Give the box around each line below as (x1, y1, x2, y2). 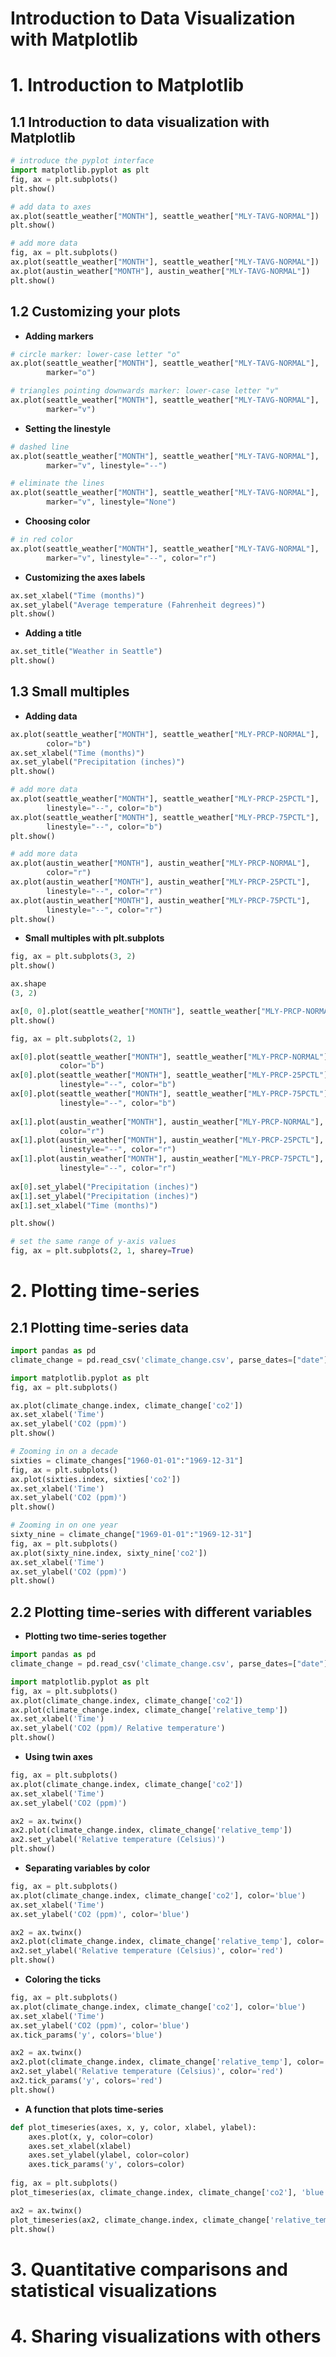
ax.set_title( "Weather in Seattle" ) (10, 647, 163, 657)
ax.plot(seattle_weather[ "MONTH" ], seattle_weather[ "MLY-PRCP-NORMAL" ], (10, 729, 320, 739)
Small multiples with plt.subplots (24, 932, 165, 944)
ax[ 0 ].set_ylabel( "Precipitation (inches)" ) (10, 1182, 199, 1192)
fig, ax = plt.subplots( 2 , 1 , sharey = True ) (10, 1246, 195, 1256)
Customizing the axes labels (24, 571, 146, 583)
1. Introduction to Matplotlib (10, 74, 245, 97)
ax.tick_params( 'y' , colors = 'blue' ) (10, 2030, 163, 2040)
